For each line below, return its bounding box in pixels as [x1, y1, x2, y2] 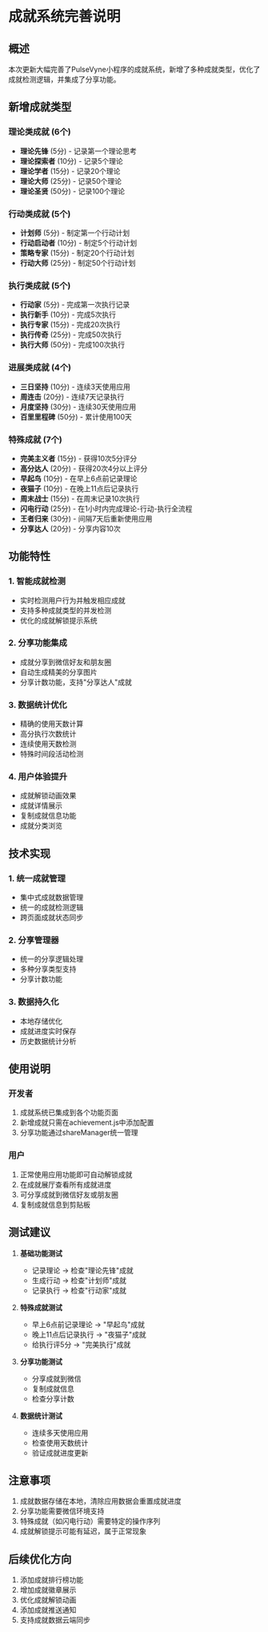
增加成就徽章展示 [19, 1585, 77, 1595]
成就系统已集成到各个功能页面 [19, 1108, 118, 1118]
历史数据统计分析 [19, 1036, 77, 1045]
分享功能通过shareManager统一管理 [19, 1128, 138, 1138]
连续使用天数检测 [19, 739, 77, 749]
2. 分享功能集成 [8, 637, 68, 648]
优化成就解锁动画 [19, 1595, 77, 1605]
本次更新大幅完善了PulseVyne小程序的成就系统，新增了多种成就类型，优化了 [8, 65, 261, 74]
